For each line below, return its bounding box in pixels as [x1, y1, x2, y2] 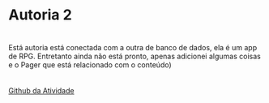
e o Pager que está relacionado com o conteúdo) [8, 60, 172, 70]
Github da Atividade [8, 86, 75, 96]
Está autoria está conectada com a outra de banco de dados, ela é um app [8, 43, 258, 53]
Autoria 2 [8, 6, 73, 24]
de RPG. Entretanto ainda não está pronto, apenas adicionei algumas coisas [8, 51, 261, 62]
